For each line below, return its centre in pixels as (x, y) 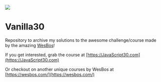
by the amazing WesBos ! (30, 45)
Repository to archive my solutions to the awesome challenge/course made (81, 40)
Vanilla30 (25, 27)
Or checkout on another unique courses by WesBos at (60, 69)
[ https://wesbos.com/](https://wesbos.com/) (50, 74)
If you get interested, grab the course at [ (46, 55)
